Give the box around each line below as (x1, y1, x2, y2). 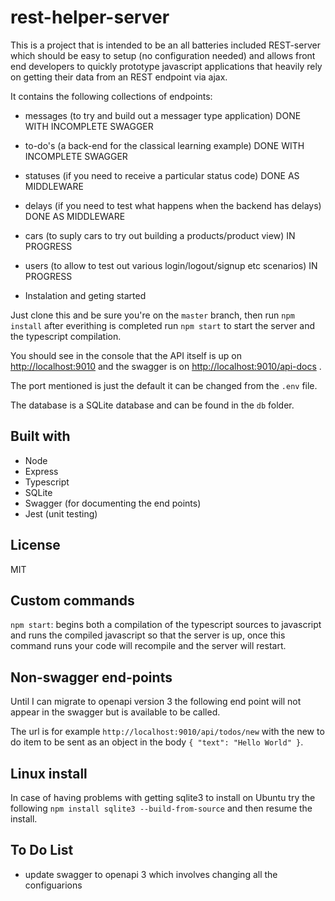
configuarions (24, 879, 83, 891)
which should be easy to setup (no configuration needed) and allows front (10, 49, 316, 61)
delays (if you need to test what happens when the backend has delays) (24, 199, 322, 211)
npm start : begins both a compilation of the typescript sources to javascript (10, 619, 322, 631)
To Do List (10, 842, 74, 859)
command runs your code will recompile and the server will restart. (10, 640, 287, 652)
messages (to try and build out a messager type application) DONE (24, 109, 302, 121)
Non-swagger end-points (10, 669, 173, 686)
